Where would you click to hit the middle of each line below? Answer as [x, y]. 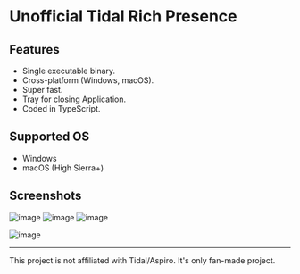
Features [34, 50]
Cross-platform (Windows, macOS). [88, 80]
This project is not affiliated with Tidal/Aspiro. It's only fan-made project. [142, 260]
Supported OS [50, 137]
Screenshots [46, 196]
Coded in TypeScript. [61, 108]
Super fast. [42, 90]
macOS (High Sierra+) [63, 168]
